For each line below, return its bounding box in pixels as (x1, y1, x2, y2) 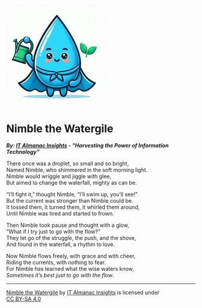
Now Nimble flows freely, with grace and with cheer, (6, 252, 136, 259)
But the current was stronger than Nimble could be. (6, 197, 133, 204)
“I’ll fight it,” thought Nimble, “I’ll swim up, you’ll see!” (6, 191, 138, 198)
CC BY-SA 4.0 (6, 295, 41, 302)
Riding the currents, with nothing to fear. (6, 259, 106, 266)
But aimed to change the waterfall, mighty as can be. (6, 179, 137, 186)
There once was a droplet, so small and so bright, (6, 159, 129, 167)
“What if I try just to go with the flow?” (6, 227, 101, 235)
